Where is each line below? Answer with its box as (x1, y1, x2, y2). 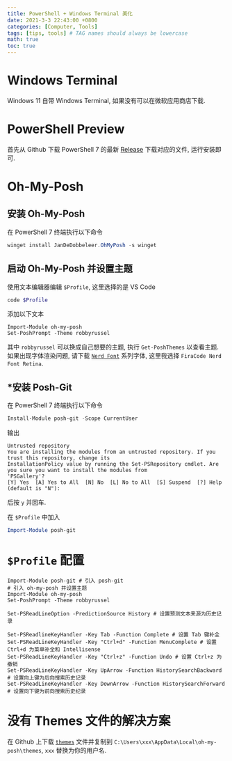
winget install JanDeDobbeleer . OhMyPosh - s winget (7, 242, 157, 249)
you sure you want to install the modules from (7, 467, 148, 474)
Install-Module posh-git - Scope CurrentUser (7, 415, 138, 422)
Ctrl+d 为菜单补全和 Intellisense (7, 645, 101, 653)
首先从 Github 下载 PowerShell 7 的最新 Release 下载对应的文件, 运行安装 (7, 145, 215, 153)
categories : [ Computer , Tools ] (7, 23, 98, 30)
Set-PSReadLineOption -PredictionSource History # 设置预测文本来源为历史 (7, 610, 217, 617)
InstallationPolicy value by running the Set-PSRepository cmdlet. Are (7, 461, 219, 468)
